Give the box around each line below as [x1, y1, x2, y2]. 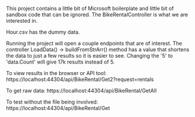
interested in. [6, 17, 38, 24]
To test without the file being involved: [6, 98, 98, 105]
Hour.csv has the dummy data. [6, 29, 80, 36]
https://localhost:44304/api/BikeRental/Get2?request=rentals [6, 76, 154, 83]
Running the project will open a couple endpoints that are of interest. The [6, 40, 183, 47]
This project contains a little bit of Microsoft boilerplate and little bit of [6, 5, 174, 12]
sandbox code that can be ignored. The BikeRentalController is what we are [6, 11, 189, 18]
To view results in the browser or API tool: [6, 70, 107, 76]
